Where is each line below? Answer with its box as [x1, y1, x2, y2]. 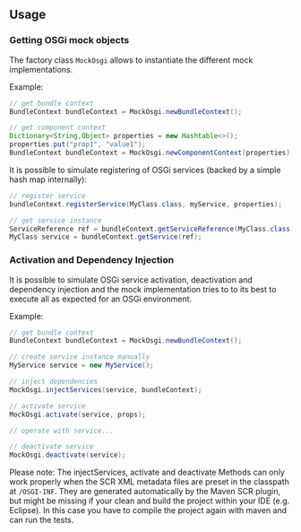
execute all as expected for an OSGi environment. [9, 293, 193, 304]
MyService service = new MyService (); [9, 361, 154, 371]
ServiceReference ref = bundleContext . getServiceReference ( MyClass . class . [9, 224, 295, 233]
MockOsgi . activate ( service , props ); [9, 410, 146, 419]
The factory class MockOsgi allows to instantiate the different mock [9, 54, 254, 65]
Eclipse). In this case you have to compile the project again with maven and [9, 505, 288, 516]
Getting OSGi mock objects [9, 34, 130, 47]
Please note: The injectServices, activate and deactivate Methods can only [9, 467, 285, 478]
